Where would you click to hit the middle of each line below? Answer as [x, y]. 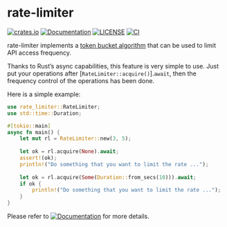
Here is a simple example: [44, 94]
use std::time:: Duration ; [44, 113]
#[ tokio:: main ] [29, 126]
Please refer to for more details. [79, 217]
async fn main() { [34, 132]
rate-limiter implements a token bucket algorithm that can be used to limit [112, 45]
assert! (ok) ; [38, 158]
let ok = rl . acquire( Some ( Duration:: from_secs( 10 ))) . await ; [108, 177]
